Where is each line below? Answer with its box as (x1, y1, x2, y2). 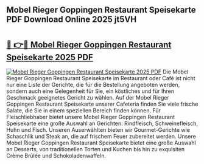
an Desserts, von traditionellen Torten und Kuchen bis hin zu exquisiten (6, 146, 185, 152)
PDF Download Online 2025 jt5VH (6, 15, 137, 25)
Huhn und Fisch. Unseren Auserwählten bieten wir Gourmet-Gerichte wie (6, 126, 191, 133)
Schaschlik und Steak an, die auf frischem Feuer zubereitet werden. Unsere (6, 133, 196, 140)
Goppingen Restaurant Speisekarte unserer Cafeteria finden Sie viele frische (6, 100, 199, 108)
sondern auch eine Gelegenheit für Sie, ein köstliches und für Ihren (6, 87, 175, 95)
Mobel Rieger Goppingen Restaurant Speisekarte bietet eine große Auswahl (6, 139, 196, 146)
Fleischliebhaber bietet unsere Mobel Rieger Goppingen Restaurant (6, 114, 175, 120)
